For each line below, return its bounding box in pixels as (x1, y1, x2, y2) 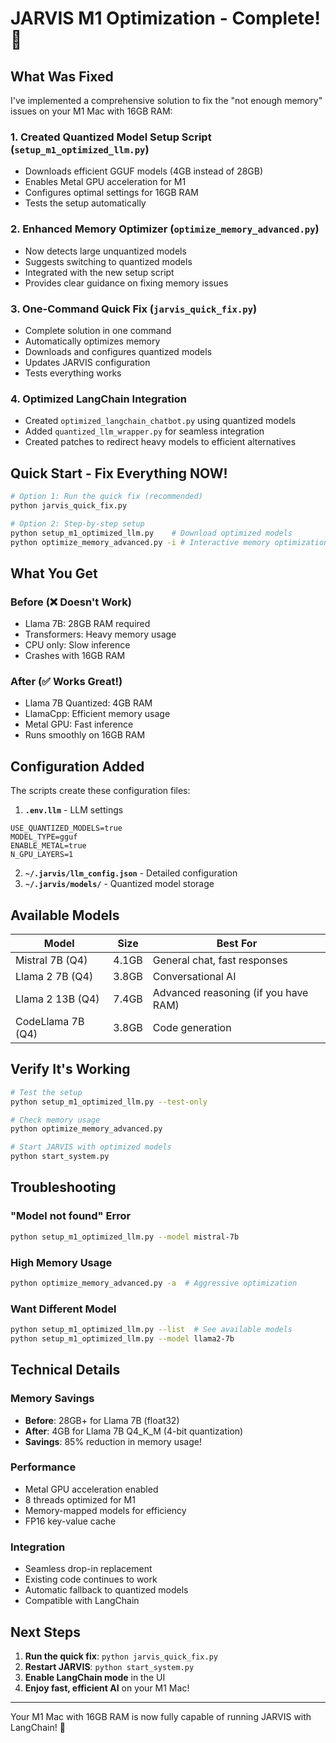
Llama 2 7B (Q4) (15, 969, 94, 983)
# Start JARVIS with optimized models (10, 1142, 172, 1152)
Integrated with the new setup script (24, 266, 175, 278)
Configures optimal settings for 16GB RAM (24, 187, 199, 199)
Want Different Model (10, 1302, 117, 1316)
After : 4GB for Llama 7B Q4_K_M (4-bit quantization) (24, 1425, 244, 1437)
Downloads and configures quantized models (24, 345, 213, 357)
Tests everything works (24, 367, 122, 379)
